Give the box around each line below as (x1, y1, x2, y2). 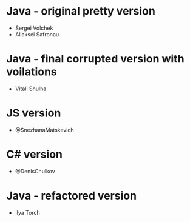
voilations (6, 65, 58, 79)
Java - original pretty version (6, 4, 156, 18)
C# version (6, 147, 63, 161)
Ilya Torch (15, 209, 41, 216)
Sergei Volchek (15, 24, 53, 32)
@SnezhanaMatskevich (15, 126, 74, 133)
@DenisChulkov (15, 167, 56, 175)
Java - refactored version (6, 189, 137, 203)
